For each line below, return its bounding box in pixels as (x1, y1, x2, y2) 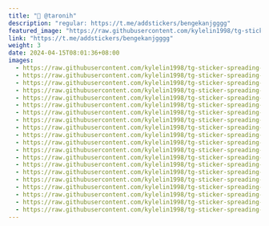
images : (8, 57, 34, 65)
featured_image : (8, 26, 62, 34)
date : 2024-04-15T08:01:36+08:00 (8, 49, 120, 57)
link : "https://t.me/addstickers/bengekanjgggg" (8, 34, 174, 42)
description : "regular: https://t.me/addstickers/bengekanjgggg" (8, 19, 231, 27)
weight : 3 (8, 42, 42, 50)
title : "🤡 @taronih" (8, 11, 78, 20)
